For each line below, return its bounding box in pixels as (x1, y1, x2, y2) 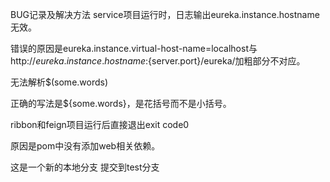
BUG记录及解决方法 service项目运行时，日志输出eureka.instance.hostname (10, 9, 320, 20)
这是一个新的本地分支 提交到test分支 (10, 161, 160, 173)
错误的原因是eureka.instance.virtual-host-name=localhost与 (10, 43, 258, 54)
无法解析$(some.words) (10, 76, 109, 88)
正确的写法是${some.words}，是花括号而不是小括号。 (10, 98, 232, 109)
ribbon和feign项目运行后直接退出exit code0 (10, 119, 190, 130)
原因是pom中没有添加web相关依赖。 (10, 140, 161, 152)
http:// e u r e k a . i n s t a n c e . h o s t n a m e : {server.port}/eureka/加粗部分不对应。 (10, 55, 306, 67)
